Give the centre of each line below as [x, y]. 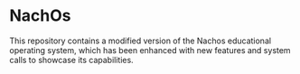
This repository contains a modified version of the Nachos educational [141, 41]
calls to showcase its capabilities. [71, 60]
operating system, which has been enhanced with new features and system [150, 50]
